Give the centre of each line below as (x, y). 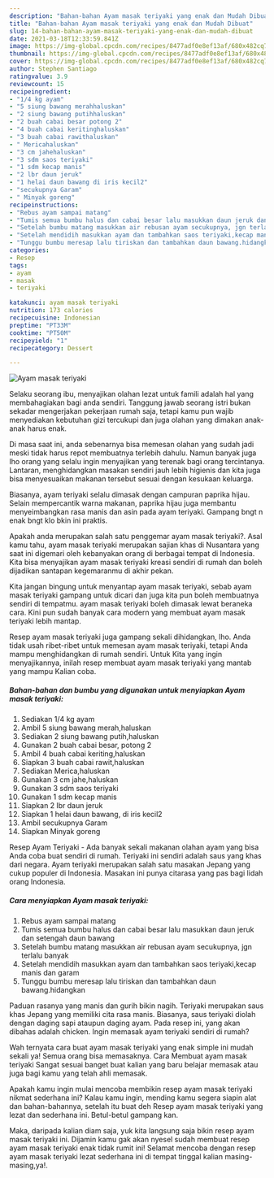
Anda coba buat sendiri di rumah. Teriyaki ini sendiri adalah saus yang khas (136, 856)
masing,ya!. (28, 1165)
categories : (29, 250)
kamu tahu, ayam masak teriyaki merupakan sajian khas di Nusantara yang (134, 545)
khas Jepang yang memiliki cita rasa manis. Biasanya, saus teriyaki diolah (133, 1015)
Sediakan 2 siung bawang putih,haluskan (90, 737)
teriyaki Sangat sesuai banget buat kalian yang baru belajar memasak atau (134, 1065)
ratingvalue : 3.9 (39, 76)
